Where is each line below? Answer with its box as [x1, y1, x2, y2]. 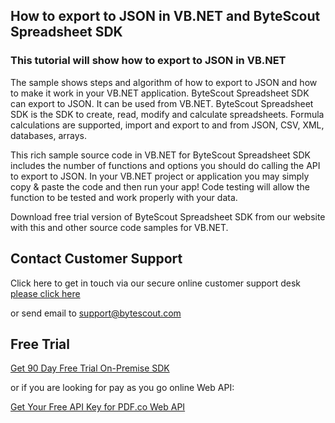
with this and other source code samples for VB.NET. [10, 221, 229, 233]
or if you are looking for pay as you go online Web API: [10, 382, 235, 394]
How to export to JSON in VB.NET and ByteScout [10, 8, 321, 25]
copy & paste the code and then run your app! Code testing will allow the [10, 180, 310, 193]
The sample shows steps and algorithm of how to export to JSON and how [10, 76, 318, 88]
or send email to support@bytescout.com [10, 307, 182, 319]
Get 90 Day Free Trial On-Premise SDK [10, 362, 170, 374]
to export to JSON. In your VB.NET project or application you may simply [10, 170, 310, 182]
